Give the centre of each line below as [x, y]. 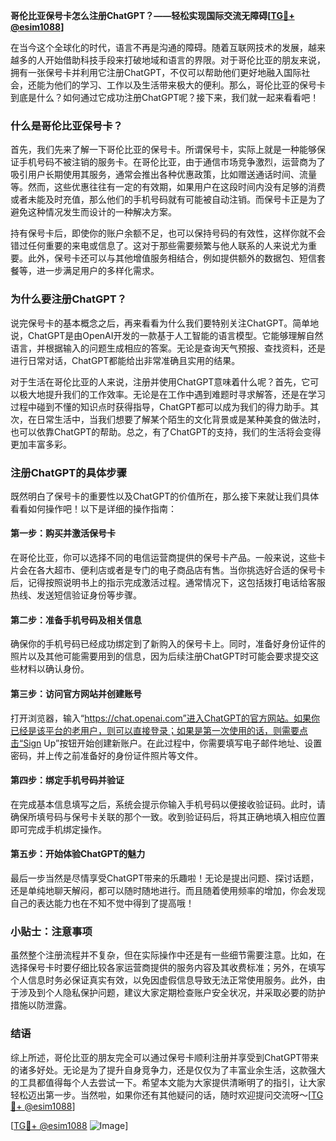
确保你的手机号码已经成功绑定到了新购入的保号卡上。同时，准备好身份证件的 [168, 644]
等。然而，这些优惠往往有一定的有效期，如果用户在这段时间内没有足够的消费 [168, 187]
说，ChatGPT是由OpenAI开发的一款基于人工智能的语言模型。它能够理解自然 [167, 335]
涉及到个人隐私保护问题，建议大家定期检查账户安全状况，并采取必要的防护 [172, 993]
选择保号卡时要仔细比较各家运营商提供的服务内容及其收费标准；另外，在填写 [168, 968]
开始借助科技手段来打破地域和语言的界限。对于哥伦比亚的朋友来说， [185, 60]
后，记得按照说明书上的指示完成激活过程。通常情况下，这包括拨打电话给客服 [168, 583]
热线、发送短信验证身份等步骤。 [76, 595]
